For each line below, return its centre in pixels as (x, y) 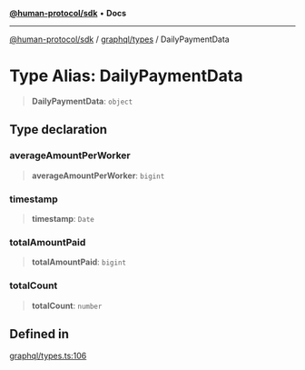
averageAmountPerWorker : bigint (98, 175)
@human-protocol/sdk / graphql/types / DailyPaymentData (119, 39)
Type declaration (58, 130)
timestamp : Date (63, 218)
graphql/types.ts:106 (48, 356)
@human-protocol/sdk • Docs (68, 13)
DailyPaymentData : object (82, 101)
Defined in (39, 334)
